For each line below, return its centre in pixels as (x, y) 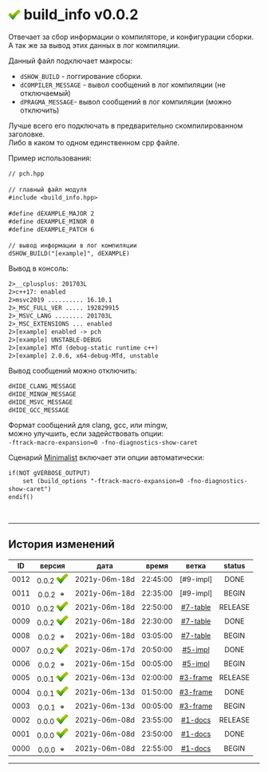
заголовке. (27, 134)
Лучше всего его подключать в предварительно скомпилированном (126, 125)
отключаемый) (45, 93)
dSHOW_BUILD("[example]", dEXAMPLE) (69, 253)
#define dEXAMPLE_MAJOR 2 (51, 213)
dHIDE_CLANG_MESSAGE (43, 386)
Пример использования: (50, 158)
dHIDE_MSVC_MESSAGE (41, 402)
